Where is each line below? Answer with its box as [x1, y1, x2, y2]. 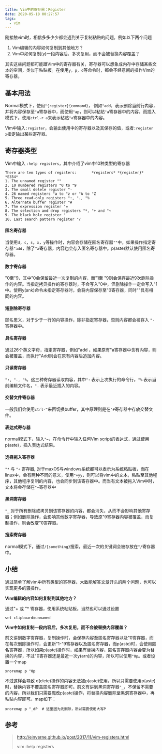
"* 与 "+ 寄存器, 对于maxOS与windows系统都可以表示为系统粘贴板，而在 [5, 466, 149, 472]
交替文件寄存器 [5, 395, 35, 401]
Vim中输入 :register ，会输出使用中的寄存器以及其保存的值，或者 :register [5, 125, 154, 131]
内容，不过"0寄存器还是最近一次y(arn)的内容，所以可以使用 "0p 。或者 [13, 653, 151, 658]
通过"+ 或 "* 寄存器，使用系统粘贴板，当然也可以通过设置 [5, 606, 119, 611]
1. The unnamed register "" [5, 178, 62, 183]
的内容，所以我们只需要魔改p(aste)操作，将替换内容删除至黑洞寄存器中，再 [5, 690, 155, 696]
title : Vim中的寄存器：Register [5, 7, 66, 12]
